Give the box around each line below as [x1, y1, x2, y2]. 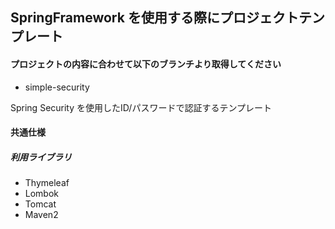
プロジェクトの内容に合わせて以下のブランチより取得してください [10, 58, 282, 70]
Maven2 [24, 209, 59, 221]
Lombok [24, 188, 60, 200]
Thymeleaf [24, 177, 70, 189]
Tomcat [24, 198, 57, 210]
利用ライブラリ [10, 151, 72, 163]
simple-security [24, 81, 90, 93]
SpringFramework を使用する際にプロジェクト [10, 9, 299, 27]
